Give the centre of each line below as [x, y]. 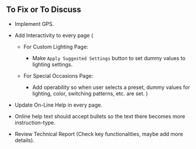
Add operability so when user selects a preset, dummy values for [111, 87]
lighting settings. [52, 64]
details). [24, 140]
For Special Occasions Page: [58, 75]
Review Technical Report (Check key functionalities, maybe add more [99, 134]
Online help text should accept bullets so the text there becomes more [100, 116]
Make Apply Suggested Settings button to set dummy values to [109, 58]
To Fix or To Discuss [44, 10]
